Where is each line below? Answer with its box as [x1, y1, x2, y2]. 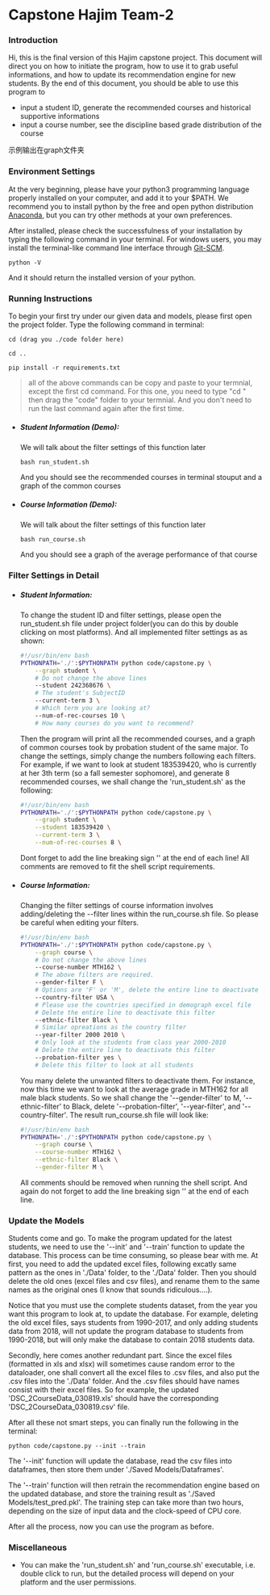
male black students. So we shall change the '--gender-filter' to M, [19, 1092, 242, 1102]
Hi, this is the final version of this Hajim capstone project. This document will [8, 53, 263, 62]
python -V [8, 259, 42, 267]
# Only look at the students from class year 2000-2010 [35, 1038, 226, 1047]
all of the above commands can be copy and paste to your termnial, [27, 378, 253, 388]
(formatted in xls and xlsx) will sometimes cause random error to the [8, 1359, 235, 1369]
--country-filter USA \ [35, 993, 114, 1001]
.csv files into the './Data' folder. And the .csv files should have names [8, 1376, 240, 1387]
